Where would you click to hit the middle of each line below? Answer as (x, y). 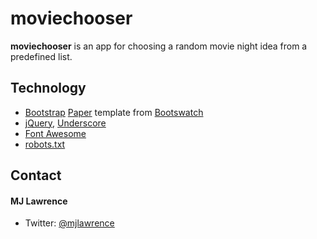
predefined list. (41, 56)
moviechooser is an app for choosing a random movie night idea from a (159, 46)
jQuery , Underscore (65, 123)
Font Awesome (55, 133)
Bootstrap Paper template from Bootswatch (114, 112)
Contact (36, 175)
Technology (48, 88)
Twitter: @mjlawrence (69, 223)
